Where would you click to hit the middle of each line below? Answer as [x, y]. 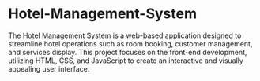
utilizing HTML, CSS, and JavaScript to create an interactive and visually [126, 61]
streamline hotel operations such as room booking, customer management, [130, 43]
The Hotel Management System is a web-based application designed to [125, 35]
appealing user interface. [49, 68]
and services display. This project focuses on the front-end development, [128, 52]
